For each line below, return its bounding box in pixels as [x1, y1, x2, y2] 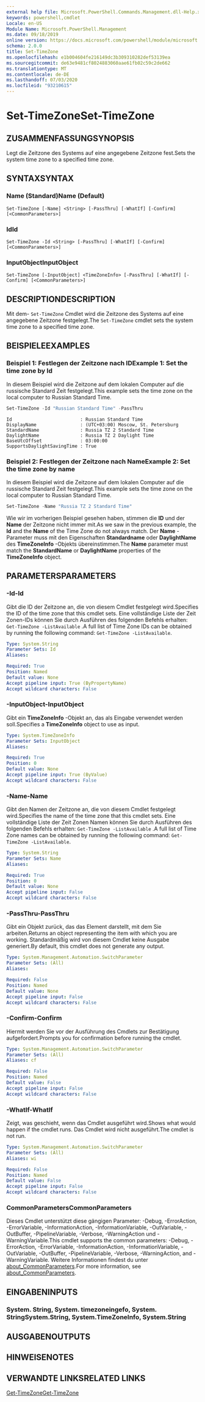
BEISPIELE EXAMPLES [6, 341, 90, 351]
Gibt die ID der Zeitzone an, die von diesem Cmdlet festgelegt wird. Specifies [6, 603, 199, 610]
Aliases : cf [6, 1057, 37, 1064]
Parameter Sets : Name [6, 855, 62, 862]
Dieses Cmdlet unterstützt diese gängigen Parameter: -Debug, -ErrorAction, [6, 1217, 197, 1225]
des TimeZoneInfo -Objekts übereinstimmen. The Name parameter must [6, 540, 188, 548]
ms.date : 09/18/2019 [6, 32, 59, 38]
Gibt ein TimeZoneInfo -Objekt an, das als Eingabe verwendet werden [6, 714, 183, 721]
